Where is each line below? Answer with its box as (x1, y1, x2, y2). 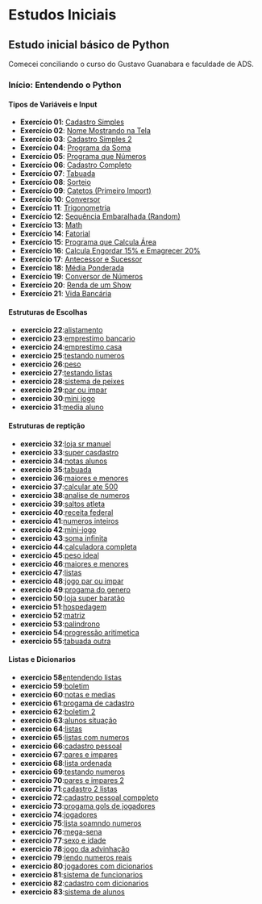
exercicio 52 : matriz (19, 610, 86, 620)
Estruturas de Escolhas (8, 307, 88, 316)
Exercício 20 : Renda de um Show (19, 280, 131, 290)
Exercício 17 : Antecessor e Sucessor (19, 254, 143, 264)
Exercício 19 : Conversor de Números (19, 272, 143, 282)
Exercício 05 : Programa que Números (19, 152, 147, 161)
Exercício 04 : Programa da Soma (19, 143, 131, 153)
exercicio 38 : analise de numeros (19, 490, 131, 500)
